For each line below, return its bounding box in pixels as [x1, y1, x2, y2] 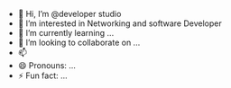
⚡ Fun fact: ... [17, 70, 68, 81]
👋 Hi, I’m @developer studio [17, 9, 122, 19]
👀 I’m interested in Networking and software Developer [17, 18, 223, 29]
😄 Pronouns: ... [17, 60, 77, 71]
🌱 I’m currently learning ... [17, 28, 115, 38]
